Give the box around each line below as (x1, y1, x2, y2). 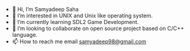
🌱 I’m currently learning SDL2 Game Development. (12, 19, 139, 25)
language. (12, 31, 38, 38)
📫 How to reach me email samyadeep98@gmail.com (12, 38, 147, 45)
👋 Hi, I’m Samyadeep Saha (12, 6, 79, 13)
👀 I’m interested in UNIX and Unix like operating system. (12, 12, 153, 19)
